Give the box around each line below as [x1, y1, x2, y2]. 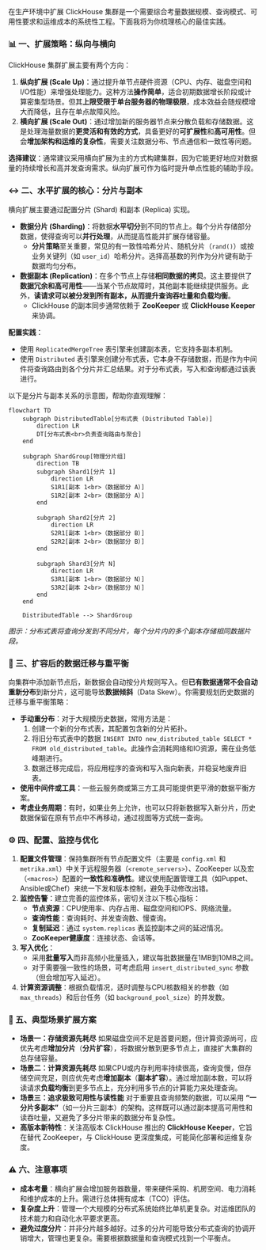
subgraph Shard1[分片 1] [36, 468, 116, 476]
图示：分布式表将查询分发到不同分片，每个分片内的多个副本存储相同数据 [8, 626, 244, 636]
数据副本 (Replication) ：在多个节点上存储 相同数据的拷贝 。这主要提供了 [19, 271, 253, 280]
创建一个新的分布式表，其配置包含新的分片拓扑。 [31, 724, 192, 733]
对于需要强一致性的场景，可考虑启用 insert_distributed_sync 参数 [31, 963, 249, 972]
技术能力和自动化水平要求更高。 [19, 1214, 124, 1223]
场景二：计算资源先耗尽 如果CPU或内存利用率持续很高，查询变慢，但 [19, 1063, 245, 1073]
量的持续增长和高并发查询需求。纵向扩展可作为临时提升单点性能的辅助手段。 [8, 163, 258, 173]
